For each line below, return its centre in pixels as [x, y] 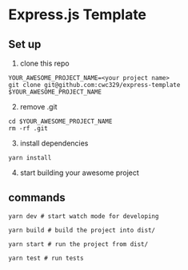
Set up [25, 44]
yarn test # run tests [46, 258]
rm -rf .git [28, 129]
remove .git [38, 107]
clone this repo [44, 63]
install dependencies [54, 143]
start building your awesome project [80, 173]
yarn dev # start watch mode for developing [84, 216]
